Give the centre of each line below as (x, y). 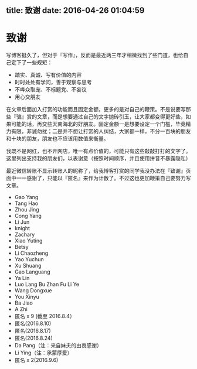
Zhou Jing (27, 210)
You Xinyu (27, 297)
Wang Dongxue (33, 291)
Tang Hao (26, 203)
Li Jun (22, 222)
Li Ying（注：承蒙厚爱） (43, 353)
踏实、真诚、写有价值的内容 (48, 75)
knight (22, 228)
